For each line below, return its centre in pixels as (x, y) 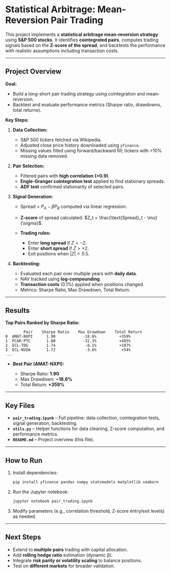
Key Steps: (17, 120)
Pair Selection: (28, 166)
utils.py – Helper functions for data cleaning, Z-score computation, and (88, 429)
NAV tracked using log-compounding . (61, 279)
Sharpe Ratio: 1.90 (40, 374)
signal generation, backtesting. (45, 423)
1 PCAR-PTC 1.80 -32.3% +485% (68, 341)
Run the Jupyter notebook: (41, 492)
